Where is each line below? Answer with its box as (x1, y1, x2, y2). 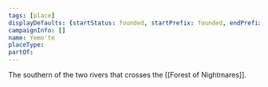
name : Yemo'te (8, 33, 56, 42)
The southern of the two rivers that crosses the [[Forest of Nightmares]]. (8, 70, 247, 79)
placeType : (8, 41, 45, 49)
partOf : (8, 48, 34, 56)
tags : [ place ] (8, 11, 56, 20)
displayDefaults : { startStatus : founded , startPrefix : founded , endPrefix (8, 19, 262, 27)
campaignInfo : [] (8, 26, 66, 34)
